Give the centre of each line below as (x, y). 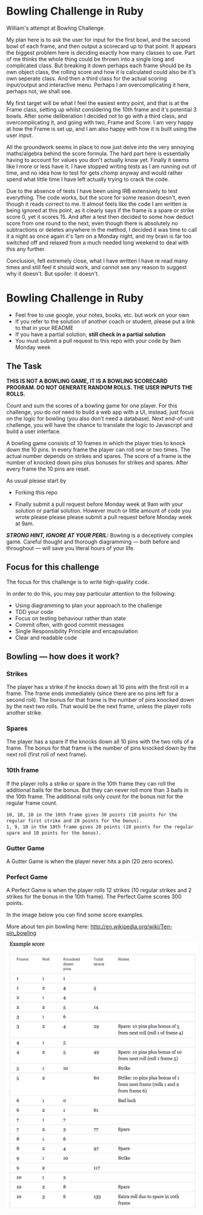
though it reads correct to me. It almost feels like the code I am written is (97, 204)
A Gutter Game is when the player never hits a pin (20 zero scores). (90, 861)
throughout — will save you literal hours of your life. (71, 548)
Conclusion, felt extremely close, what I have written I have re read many (97, 261)
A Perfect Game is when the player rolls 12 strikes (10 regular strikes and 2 (99, 890)
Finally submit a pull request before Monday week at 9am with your (99, 504)
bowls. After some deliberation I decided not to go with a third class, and (97, 116)
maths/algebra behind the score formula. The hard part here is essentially (98, 153)
